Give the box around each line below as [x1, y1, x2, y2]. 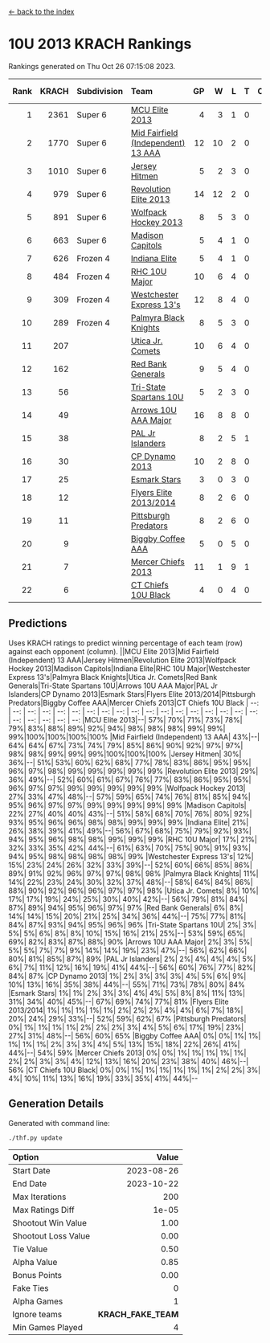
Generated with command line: [8, 1118, 110, 1128]
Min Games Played [12, 1321, 83, 1333]
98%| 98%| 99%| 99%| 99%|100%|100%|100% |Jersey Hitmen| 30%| [8, 749, 242, 759]
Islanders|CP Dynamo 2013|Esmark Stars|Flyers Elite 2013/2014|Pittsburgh [8, 689, 256, 698]
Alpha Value [12, 1256, 58, 1267]
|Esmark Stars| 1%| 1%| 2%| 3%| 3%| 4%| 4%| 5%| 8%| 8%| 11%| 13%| [8, 988, 246, 997]
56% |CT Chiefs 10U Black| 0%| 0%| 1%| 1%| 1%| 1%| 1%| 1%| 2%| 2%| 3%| [8, 1065, 261, 1075]
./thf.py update [8, 1133, 63, 1142]
